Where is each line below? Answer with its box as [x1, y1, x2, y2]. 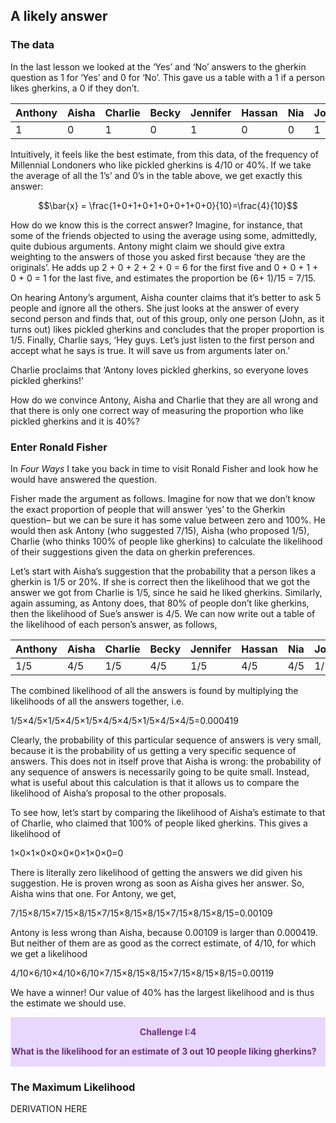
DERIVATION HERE [10, 1103, 88, 1115]
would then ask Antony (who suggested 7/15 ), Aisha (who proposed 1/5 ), [10, 524, 310, 536]
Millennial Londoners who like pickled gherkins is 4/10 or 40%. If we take [10, 159, 312, 171]
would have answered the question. [10, 473, 158, 485]
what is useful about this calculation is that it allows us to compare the [10, 776, 300, 788]
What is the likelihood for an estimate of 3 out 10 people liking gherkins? [11, 1045, 317, 1058]
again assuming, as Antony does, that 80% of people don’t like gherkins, [10, 597, 310, 609]
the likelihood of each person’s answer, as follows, [10, 618, 218, 630]
